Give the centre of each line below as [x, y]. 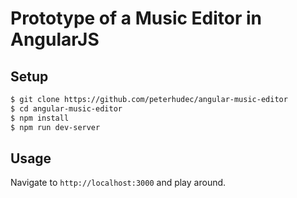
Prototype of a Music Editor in [136, 18]
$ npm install [40, 118]
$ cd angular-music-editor [66, 108]
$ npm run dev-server [55, 127]
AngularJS [55, 39]
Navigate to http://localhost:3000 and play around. [118, 183]
